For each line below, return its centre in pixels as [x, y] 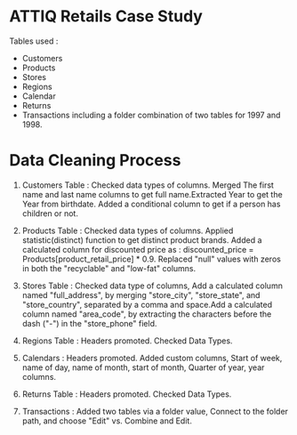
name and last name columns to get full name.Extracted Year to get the [152, 194]
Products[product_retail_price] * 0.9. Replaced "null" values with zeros [152, 259]
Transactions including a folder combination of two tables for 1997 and [151, 115]
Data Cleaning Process [95, 161]
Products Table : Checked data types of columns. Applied [128, 230]
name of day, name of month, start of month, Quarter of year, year [143, 367]
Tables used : [34, 41]
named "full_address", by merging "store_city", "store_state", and [141, 294]
